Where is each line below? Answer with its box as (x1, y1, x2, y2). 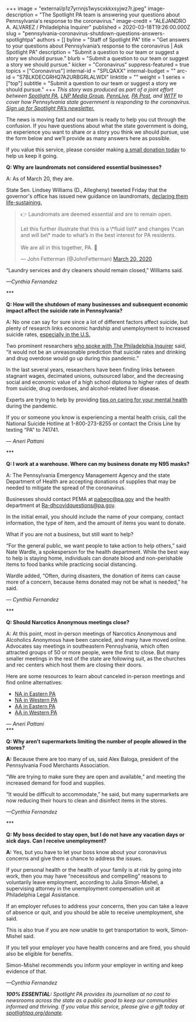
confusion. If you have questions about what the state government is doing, (6, 123, 188, 129)
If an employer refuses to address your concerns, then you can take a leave (6, 903, 188, 909)
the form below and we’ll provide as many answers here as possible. (6, 135, 171, 141)
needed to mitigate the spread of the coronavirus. (6, 484, 126, 491)
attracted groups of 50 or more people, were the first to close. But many (6, 649, 180, 656)
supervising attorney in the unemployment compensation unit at (6, 885, 160, 892)
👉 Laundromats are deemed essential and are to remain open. (20, 211, 173, 218)
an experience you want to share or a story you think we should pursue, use (6, 128, 189, 136)
